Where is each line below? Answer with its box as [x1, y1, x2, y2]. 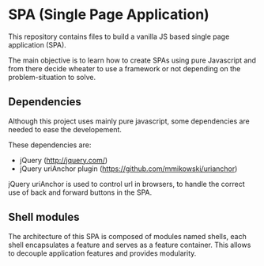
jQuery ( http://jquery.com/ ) [19, 155, 108, 165]
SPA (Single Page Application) [8, 6, 209, 24]
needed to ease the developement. [8, 124, 123, 134]
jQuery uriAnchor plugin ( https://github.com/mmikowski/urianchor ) [19, 164, 238, 173]
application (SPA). [8, 40, 67, 49]
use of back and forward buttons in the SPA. [8, 188, 153, 197]
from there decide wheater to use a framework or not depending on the [8, 63, 241, 73]
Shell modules [8, 211, 81, 224]
